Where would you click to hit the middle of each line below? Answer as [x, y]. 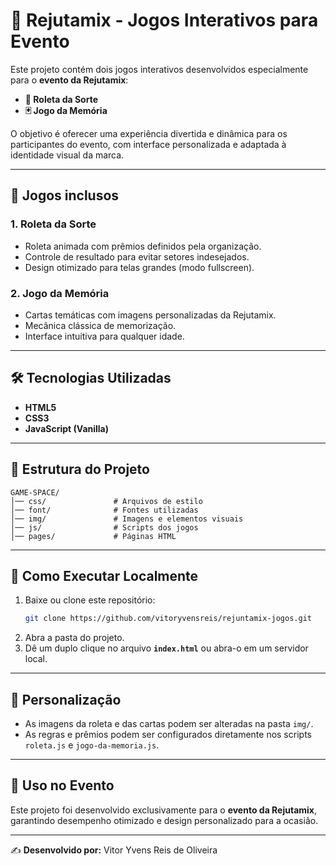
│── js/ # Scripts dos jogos [104, 527]
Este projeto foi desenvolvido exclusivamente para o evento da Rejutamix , [164, 810]
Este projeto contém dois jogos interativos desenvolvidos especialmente [159, 69]
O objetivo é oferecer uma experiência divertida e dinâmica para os [149, 133]
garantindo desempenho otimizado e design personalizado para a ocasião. [164, 820]
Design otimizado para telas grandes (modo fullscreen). [139, 267]
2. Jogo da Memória [60, 293]
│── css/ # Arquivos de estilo [106, 501]
